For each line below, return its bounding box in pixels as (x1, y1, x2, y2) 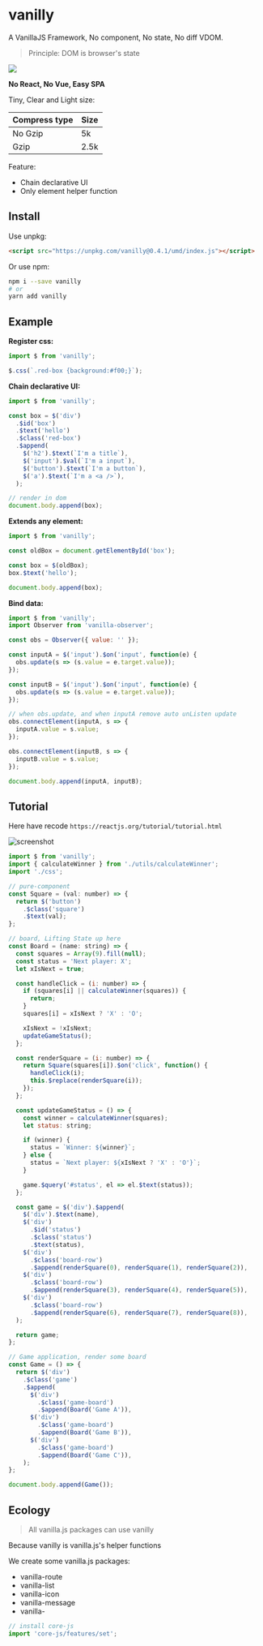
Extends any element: (8, 517, 83, 526)
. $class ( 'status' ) (29, 1233, 92, 1241)
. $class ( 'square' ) (23, 905, 85, 913)
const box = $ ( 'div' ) (8, 411, 82, 419)
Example (8, 315, 53, 329)
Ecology (8, 1503, 51, 1517)
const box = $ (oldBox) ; (8, 561, 89, 569)
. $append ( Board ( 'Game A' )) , (37, 1406, 132, 1414)
